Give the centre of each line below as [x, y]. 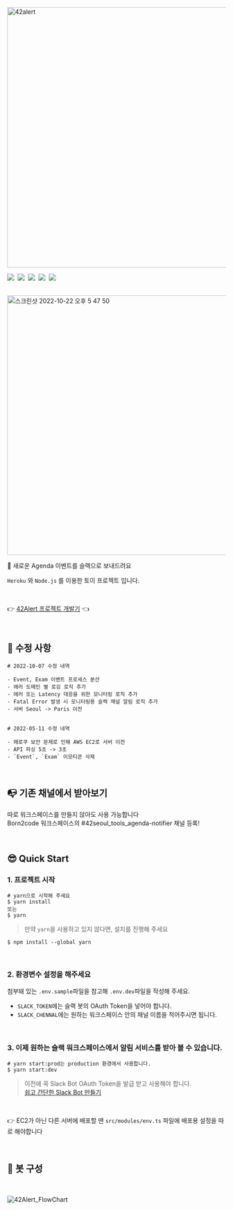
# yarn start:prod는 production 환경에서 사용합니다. [79, 1063]
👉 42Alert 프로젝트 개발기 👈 [48, 608]
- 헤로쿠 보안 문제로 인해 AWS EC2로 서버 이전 [66, 742]
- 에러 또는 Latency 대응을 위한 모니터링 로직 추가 [72, 694]
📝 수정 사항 [29, 648]
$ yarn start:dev [32, 1070]
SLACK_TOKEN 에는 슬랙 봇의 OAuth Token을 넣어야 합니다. [94, 1006]
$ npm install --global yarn [49, 943]
